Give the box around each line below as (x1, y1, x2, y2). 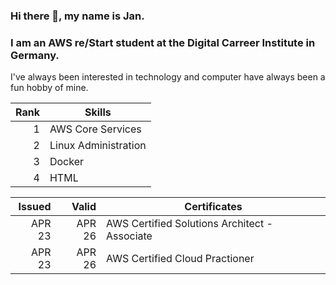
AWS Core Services (49, 122, 142, 136)
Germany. (10, 48, 60, 62)
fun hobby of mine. (10, 82, 89, 94)
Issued (18, 200, 52, 214)
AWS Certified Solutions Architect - (106, 217, 273, 231)
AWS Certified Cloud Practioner (106, 252, 255, 266)
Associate (106, 229, 153, 243)
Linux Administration (49, 139, 147, 153)
